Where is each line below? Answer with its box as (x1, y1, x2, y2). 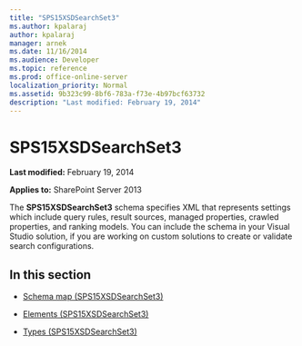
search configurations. (9, 241, 95, 252)
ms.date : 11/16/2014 (9, 47, 88, 56)
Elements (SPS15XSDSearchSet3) (22, 309, 149, 320)
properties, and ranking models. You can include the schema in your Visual (9, 222, 290, 232)
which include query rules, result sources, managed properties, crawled (9, 212, 279, 222)
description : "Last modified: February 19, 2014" (9, 97, 202, 107)
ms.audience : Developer (9, 55, 100, 64)
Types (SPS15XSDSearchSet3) (22, 326, 138, 337)
